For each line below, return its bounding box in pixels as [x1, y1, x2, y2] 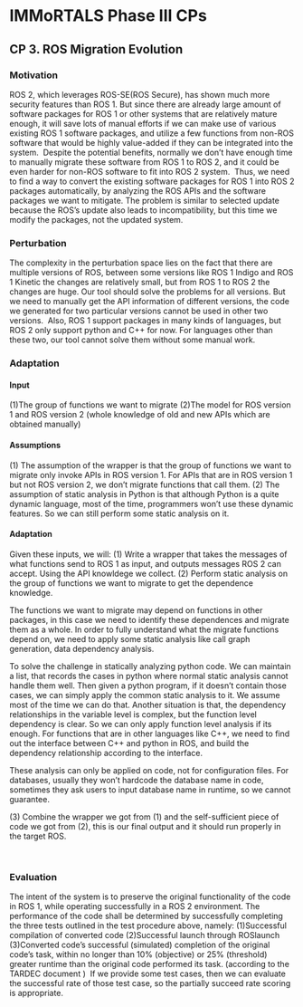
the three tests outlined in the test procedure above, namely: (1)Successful [9, 920, 288, 931]
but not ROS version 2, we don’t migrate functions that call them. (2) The [9, 479, 280, 490]
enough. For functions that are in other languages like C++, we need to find [9, 728, 290, 739]
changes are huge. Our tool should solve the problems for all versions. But [9, 286, 287, 297]
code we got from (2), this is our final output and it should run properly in [9, 820, 281, 831]
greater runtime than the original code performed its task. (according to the [9, 959, 289, 969]
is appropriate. [9, 988, 64, 998]
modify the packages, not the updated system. [9, 214, 184, 225]
